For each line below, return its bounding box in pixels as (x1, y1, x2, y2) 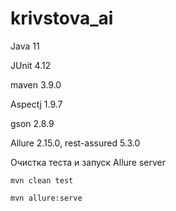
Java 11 (10, 40, 40, 52)
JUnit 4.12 (10, 59, 52, 71)
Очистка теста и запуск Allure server (10, 156, 167, 168)
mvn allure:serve (10, 193, 83, 203)
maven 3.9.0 (10, 78, 62, 91)
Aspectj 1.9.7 (10, 98, 63, 110)
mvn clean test (10, 175, 74, 186)
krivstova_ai (10, 7, 114, 30)
